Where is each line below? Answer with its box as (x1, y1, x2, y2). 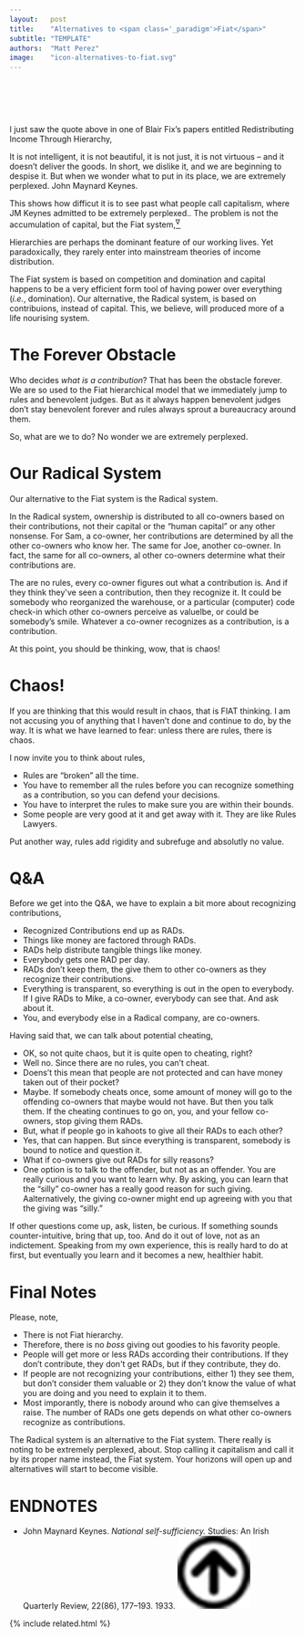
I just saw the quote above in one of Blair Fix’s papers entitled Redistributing (9, 124, 294, 135)
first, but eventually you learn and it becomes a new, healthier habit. (9, 1250, 264, 1261)
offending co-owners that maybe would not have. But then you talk (22, 1096, 274, 1108)
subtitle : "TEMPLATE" (9, 34, 92, 43)
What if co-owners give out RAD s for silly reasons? (22, 1154, 214, 1165)
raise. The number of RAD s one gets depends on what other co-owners (22, 1407, 292, 1418)
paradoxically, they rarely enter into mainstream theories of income (9, 246, 261, 257)
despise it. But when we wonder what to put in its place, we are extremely (9, 171, 287, 182)
